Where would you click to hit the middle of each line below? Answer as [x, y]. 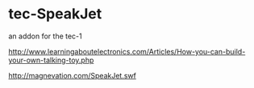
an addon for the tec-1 [45, 36]
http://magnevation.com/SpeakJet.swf [73, 75]
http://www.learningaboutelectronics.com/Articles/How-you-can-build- [127, 51]
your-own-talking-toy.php [51, 60]
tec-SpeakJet [55, 14]
